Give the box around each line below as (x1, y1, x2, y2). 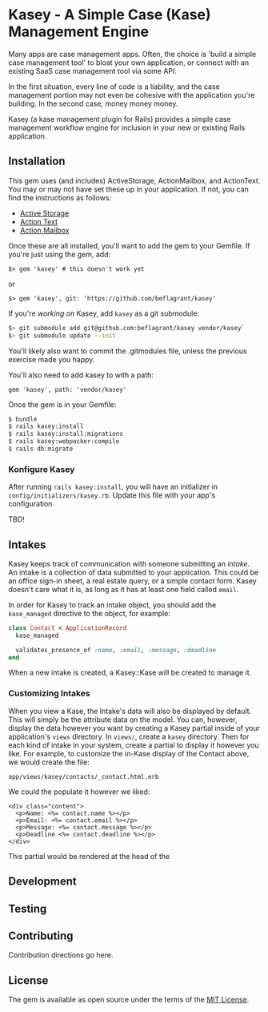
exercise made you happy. (8, 354, 95, 364)
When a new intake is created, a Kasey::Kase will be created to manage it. (8, 667, 252, 678)
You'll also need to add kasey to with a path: (8, 370, 154, 380)
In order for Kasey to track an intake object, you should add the (8, 599, 217, 610)
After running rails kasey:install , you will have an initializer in (8, 482, 218, 492)
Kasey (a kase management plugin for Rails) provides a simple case (8, 114, 231, 123)
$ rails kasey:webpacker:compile (8, 437, 120, 446)
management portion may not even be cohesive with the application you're (8, 90, 255, 99)
